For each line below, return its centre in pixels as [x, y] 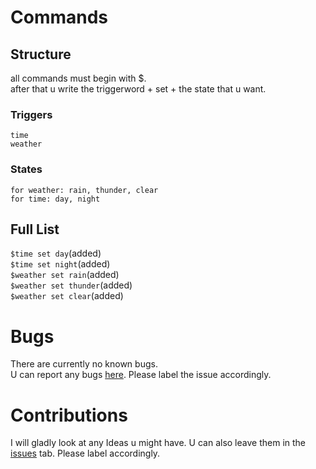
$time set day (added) [56, 253]
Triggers [31, 114]
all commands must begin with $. [78, 78]
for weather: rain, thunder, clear [84, 190]
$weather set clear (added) [67, 296]
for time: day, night [55, 199]
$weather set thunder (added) [71, 285]
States [26, 169]
